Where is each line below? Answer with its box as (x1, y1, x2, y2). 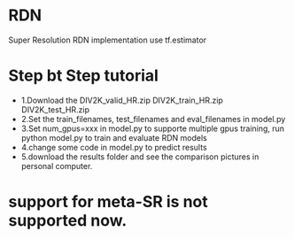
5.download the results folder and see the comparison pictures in (20, 151, 259, 162)
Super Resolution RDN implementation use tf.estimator (8, 35, 207, 45)
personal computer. (20, 160, 93, 171)
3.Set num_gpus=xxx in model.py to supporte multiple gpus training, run (20, 123, 285, 134)
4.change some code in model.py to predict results (20, 142, 207, 152)
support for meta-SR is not (8, 192, 209, 212)
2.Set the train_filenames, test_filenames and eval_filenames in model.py (20, 113, 286, 124)
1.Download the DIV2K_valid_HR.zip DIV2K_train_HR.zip (20, 95, 223, 105)
